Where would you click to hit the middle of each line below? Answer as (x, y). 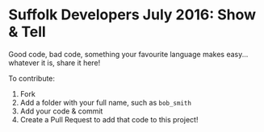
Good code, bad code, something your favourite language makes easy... (128, 54)
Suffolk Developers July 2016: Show (132, 15)
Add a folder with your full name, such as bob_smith (106, 102)
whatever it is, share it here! (54, 63)
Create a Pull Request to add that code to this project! (109, 119)
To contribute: (31, 78)
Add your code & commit (61, 111)
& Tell (27, 32)
